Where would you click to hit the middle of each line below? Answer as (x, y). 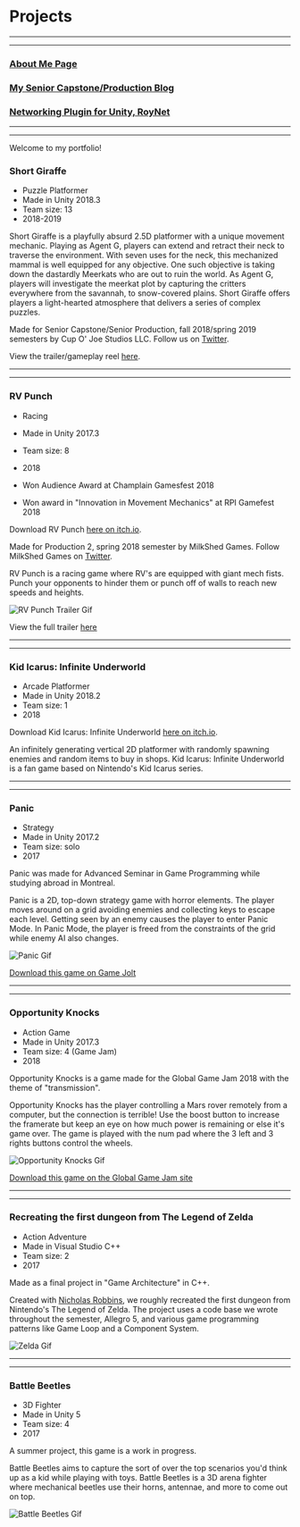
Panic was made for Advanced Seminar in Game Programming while (135, 874)
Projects (41, 17)
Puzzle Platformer (55, 190)
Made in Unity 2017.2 (61, 837)
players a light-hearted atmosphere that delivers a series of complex (135, 303)
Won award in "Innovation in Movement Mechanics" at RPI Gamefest (148, 502)
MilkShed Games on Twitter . (61, 556)
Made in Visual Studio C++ (71, 1246)
